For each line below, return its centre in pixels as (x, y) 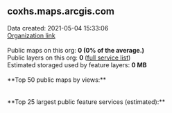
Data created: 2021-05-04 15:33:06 (58, 28)
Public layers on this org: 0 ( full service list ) (69, 58)
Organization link (31, 35)
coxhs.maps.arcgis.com (61, 11)
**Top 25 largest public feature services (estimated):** (86, 102)
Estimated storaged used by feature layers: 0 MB (77, 64)
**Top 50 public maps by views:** (57, 80)
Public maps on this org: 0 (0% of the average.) (76, 50)
